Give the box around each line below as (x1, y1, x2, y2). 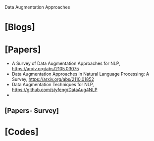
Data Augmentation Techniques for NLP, (11, 82, 95, 88)
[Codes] (4, 126, 39, 138)
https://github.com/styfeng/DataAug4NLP (11, 87, 98, 93)
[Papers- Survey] (4, 106, 59, 115)
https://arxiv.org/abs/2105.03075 (11, 66, 79, 72)
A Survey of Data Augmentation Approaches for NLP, (11, 60, 120, 66)
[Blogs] (4, 22, 35, 33)
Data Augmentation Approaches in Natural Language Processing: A (11, 71, 150, 77)
